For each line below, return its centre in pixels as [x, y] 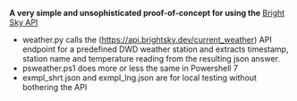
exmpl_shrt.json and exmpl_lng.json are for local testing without [140, 78]
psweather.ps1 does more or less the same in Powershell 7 [130, 68]
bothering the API [55, 87]
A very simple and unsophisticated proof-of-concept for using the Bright [147, 13]
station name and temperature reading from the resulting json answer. [151, 59]
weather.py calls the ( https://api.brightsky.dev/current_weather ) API [147, 40]
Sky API [24, 22]
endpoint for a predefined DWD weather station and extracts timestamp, [155, 49]
